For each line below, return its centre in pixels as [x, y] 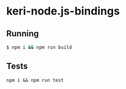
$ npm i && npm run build [39, 47]
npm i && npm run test [35, 80]
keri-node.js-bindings [63, 11]
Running [23, 34]
